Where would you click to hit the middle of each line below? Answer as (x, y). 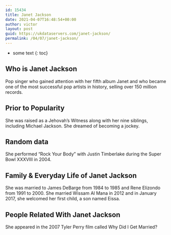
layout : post (19, 29)
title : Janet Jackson (28, 15)
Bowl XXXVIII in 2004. (29, 160)
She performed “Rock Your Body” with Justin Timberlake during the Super (83, 154)
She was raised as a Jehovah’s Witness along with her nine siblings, (77, 120)
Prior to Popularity (35, 108)
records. (14, 92)
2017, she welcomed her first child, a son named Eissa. (63, 199)
